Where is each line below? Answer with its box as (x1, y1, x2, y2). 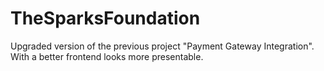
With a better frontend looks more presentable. (10, 50, 204, 62)
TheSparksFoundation (10, 7, 201, 30)
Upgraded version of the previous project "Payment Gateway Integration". (10, 40, 315, 52)
